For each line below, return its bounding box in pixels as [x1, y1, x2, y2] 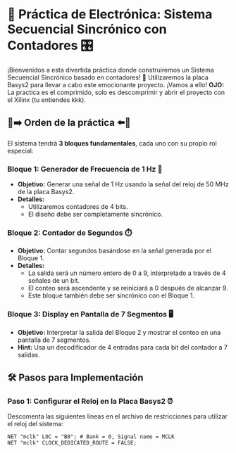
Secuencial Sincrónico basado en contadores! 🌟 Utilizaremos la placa [7, 73, 209, 82]
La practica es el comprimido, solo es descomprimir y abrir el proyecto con [7, 88, 225, 96]
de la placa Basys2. [17, 188, 75, 196]
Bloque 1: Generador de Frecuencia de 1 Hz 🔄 [7, 164, 163, 174]
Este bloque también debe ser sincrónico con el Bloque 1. [27, 291, 195, 300]
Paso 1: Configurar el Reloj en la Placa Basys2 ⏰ [7, 396, 173, 406]
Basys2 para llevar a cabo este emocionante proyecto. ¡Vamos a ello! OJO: [7, 80, 224, 89]
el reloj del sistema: [7, 420, 63, 428]
